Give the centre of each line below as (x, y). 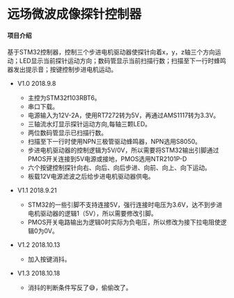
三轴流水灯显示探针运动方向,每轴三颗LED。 (89, 124)
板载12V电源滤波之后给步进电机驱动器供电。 (91, 177)
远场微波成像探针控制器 (75, 14)
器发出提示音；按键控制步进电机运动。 (62, 70)
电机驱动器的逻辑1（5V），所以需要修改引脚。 (93, 214)
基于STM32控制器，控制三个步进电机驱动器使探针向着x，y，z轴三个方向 (111, 52)
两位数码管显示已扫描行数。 (68, 133)
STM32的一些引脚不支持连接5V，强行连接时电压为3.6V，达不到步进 (125, 205)
